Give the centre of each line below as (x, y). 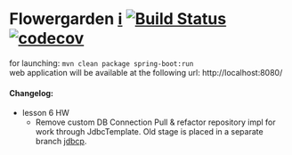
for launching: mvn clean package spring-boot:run (101, 63)
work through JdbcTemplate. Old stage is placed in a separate (150, 132)
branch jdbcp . (61, 142)
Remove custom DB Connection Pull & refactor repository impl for (155, 122)
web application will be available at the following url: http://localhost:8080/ (146, 72)
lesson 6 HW (45, 113)
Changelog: (32, 93)
